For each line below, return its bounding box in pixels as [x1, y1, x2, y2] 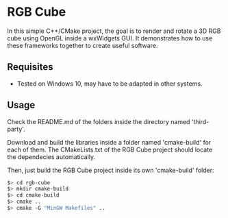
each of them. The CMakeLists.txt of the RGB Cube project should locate [7, 145, 213, 154]
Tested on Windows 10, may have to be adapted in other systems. [16, 80, 203, 88]
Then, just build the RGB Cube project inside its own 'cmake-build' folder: [7, 166, 214, 174]
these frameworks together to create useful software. [7, 41, 158, 49]
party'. [7, 125, 25, 133]
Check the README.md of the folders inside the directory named [7, 117, 190, 125]
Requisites [7, 61, 53, 73]
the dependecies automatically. [7, 152, 96, 161]
